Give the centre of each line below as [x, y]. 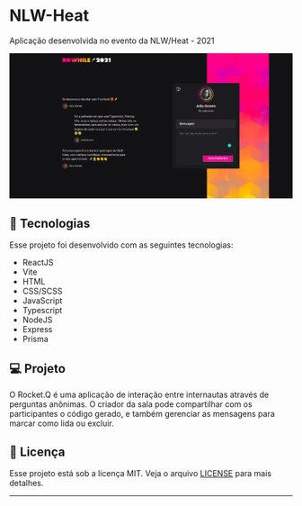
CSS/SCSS [42, 291]
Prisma [36, 339]
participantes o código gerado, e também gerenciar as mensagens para [142, 414]
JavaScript [42, 301]
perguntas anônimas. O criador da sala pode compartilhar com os [131, 404]
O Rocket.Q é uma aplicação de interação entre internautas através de [139, 395]
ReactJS [38, 263]
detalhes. [27, 483]
